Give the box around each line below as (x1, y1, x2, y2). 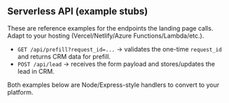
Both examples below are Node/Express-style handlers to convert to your (7, 80, 219, 89)
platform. (7, 88, 34, 96)
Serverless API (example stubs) (7, 6, 148, 17)
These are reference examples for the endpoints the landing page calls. (7, 24, 214, 32)
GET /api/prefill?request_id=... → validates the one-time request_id (17, 45, 222, 53)
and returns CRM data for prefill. (17, 52, 111, 61)
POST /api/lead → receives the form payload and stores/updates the (17, 59, 216, 68)
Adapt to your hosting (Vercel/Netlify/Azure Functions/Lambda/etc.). (7, 31, 204, 40)
